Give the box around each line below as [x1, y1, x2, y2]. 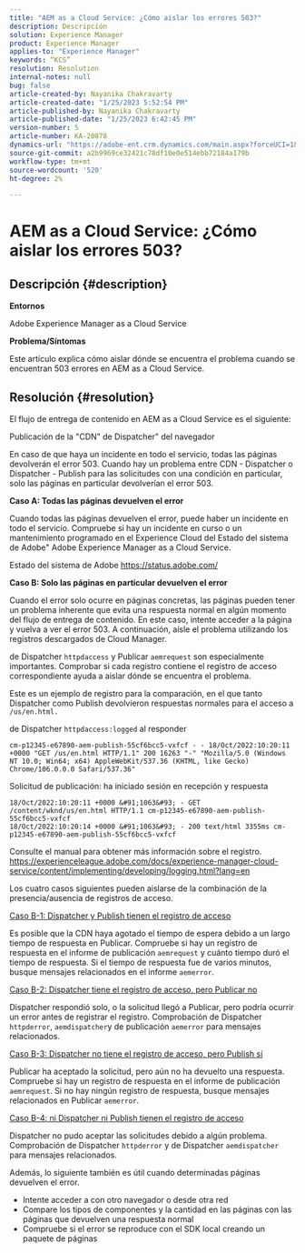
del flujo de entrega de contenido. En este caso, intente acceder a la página [9, 615, 292, 626]
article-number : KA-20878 [9, 132, 107, 141]
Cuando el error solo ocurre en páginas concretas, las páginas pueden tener [9, 595, 296, 606]
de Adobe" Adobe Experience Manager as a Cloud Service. [9, 542, 231, 553]
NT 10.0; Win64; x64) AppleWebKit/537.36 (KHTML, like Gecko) [9, 757, 250, 767]
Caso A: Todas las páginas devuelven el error [9, 496, 184, 506]
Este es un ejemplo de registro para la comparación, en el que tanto [9, 688, 263, 699]
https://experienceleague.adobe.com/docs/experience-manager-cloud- [9, 856, 279, 867]
